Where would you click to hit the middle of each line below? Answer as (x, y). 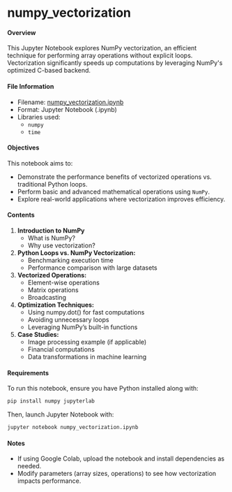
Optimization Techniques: (56, 305)
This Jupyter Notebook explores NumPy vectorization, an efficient (102, 48)
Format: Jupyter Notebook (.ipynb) (67, 109)
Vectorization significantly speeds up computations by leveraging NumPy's (115, 63)
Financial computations (61, 349)
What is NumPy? (51, 238)
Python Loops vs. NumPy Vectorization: (76, 253)
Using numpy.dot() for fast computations (86, 312)
